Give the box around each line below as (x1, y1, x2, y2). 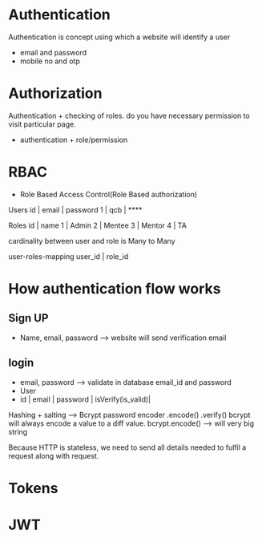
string (8, 427, 28, 436)
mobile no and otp (19, 56, 80, 66)
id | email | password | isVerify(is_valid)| (19, 394, 151, 404)
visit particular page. (8, 119, 76, 129)
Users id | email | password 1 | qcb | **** (8, 204, 143, 214)
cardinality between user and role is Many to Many (8, 236, 175, 245)
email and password (19, 47, 87, 57)
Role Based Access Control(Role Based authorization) (19, 189, 198, 199)
